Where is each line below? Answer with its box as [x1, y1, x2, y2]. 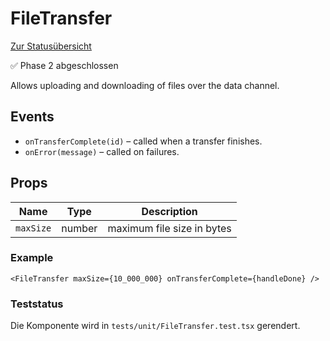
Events [10, 108, 55, 126]
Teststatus [10, 297, 64, 311]
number [61, 221, 98, 235]
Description [141, 204, 198, 218]
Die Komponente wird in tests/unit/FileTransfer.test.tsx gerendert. [10, 320, 301, 332]
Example [10, 251, 54, 265]
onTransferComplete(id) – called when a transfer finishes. [24, 135, 263, 147]
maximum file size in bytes [107, 221, 232, 235]
